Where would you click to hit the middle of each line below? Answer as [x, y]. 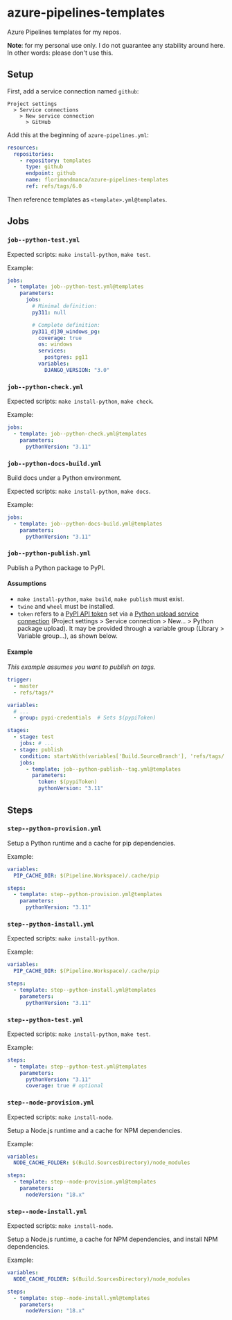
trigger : [20, 680]
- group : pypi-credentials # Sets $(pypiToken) [85, 718]
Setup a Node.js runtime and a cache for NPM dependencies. [95, 1130]
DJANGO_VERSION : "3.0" [77, 370]
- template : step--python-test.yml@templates [80, 1067]
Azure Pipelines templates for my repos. [64, 32]
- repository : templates [55, 161]
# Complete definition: [66, 325]
